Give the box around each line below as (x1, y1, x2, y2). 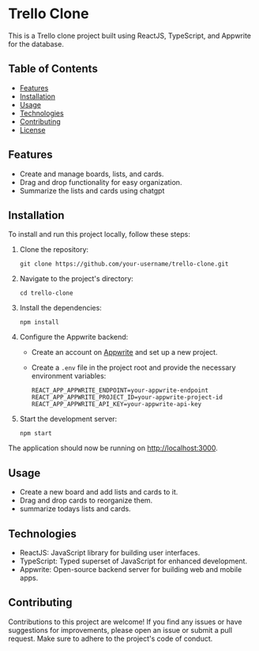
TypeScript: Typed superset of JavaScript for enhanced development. (19, 556, 247, 566)
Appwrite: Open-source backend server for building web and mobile (19, 565, 242, 574)
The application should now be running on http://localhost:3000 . (8, 443, 219, 453)
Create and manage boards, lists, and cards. (19, 169, 164, 179)
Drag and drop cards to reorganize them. (19, 495, 153, 506)
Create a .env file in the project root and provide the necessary (31, 363, 236, 372)
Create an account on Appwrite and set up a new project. (31, 348, 218, 357)
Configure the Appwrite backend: (19, 333, 129, 342)
